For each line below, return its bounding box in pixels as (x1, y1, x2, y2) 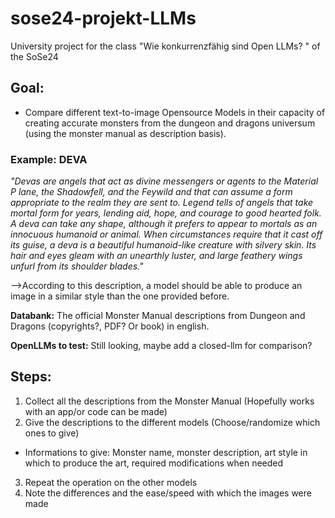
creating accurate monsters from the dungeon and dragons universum (24, 117, 316, 129)
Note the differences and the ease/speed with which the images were (24, 487, 312, 499)
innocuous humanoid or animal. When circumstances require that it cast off (10, 228, 323, 241)
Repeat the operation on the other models (24, 476, 198, 488)
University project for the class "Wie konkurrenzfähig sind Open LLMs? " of (10, 40, 321, 52)
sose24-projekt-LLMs (10, 7, 197, 30)
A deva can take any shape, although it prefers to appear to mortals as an (10, 218, 318, 230)
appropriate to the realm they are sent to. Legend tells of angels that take (10, 197, 314, 209)
